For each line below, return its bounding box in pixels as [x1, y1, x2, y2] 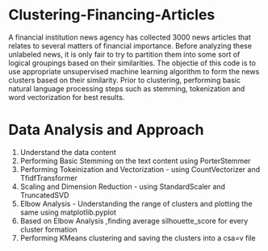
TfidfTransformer [19, 173, 78, 182]
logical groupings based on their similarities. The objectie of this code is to [8, 58, 257, 68]
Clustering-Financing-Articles [8, 6, 216, 24]
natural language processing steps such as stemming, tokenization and [8, 83, 245, 94]
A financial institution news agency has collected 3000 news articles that [8, 32, 252, 42]
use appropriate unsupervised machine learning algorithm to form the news [8, 66, 260, 76]
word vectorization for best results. [8, 92, 125, 102]
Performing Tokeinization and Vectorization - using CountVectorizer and [19, 164, 261, 174]
